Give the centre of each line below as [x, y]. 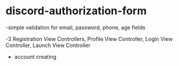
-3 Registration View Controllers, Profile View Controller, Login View [89, 39]
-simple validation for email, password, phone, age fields [76, 27]
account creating [35, 56]
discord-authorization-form [76, 11]
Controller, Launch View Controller [48, 45]
